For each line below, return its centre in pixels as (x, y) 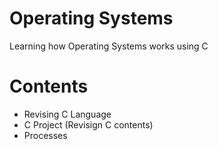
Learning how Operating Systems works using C (109, 46)
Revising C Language (67, 114)
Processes (45, 135)
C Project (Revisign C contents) (88, 124)
